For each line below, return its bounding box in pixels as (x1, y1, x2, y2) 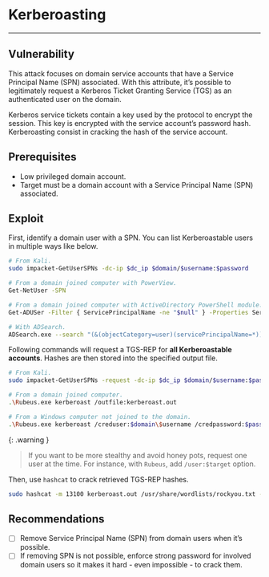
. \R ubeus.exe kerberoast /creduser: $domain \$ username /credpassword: (8, 420, 246, 429)
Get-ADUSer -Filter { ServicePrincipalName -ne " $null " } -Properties (8, 308, 249, 316)
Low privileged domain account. (19, 171, 126, 181)
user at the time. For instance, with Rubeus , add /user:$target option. (27, 459, 256, 469)
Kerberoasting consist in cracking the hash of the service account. (8, 127, 228, 136)
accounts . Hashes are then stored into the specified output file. (8, 353, 218, 363)
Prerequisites (8, 150, 77, 164)
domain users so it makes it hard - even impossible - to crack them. (19, 560, 243, 570)
